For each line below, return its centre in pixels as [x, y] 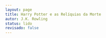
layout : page [19, 10]
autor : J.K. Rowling [27, 19]
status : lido [19, 23]
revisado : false [22, 28]
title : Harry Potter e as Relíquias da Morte [53, 14]
